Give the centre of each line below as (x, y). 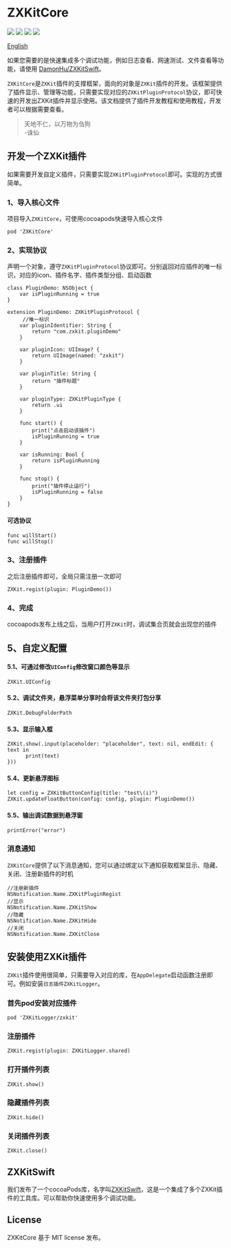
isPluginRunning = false (67, 492)
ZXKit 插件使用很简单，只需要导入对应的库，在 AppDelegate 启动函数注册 (107, 975)
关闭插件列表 (29, 1136)
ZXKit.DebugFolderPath (40, 713)
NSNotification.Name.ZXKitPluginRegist (64, 894)
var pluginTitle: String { (58, 374)
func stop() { (40, 479)
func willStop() (30, 541)
